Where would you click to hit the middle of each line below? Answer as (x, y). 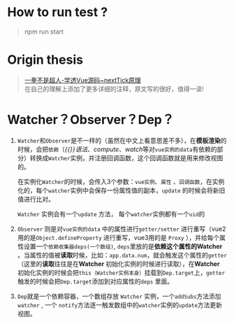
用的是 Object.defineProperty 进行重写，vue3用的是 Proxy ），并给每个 (118, 237)
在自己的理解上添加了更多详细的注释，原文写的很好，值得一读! (114, 89)
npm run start (44, 31)
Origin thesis (45, 60)
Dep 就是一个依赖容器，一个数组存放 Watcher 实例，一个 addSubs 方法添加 (119, 296)
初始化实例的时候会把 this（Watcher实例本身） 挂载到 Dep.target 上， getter (121, 272)
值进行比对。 (36, 199)
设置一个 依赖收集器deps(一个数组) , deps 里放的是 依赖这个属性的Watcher (123, 246)
